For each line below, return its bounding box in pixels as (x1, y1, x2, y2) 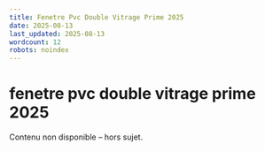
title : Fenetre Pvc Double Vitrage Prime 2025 (9, 12, 184, 22)
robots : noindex (9, 46, 69, 55)
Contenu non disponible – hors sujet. (9, 132, 144, 142)
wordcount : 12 (9, 37, 62, 47)
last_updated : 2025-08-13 (9, 29, 105, 38)
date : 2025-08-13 (9, 21, 74, 30)
